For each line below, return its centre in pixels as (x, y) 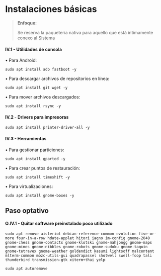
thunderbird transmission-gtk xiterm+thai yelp (55, 260)
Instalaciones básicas (51, 9)
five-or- (147, 234)
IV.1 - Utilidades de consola (34, 49)
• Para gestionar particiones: (35, 150)
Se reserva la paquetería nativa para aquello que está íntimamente (85, 32)
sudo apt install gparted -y (35, 159)
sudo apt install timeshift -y (38, 177)
